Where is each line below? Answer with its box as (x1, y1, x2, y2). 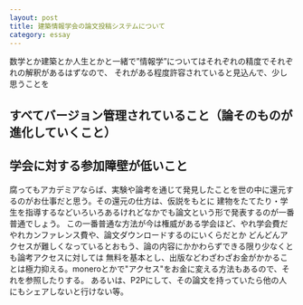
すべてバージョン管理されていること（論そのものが (9, 108, 293, 123)
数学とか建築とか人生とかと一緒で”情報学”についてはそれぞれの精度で (9, 56, 270, 67)
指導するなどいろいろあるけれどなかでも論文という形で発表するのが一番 (24, 206, 295, 217)
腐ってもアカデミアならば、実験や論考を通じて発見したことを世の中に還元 (9, 184, 287, 195)
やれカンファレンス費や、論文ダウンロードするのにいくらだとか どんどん (9, 229, 280, 240)
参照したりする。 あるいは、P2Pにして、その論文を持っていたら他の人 (24, 274, 288, 285)
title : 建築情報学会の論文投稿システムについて (9, 22, 166, 31)
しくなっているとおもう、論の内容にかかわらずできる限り (48, 241, 262, 252)
